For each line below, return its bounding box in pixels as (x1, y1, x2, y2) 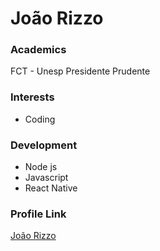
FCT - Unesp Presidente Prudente (10, 65, 151, 77)
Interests (10, 90, 55, 104)
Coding (24, 113, 56, 125)
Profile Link (10, 207, 67, 221)
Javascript (24, 172, 69, 184)
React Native (24, 182, 78, 194)
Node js (24, 161, 58, 173)
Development (10, 138, 78, 152)
